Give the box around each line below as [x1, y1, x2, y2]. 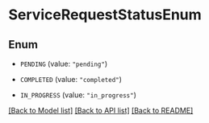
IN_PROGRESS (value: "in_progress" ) [19, 90, 137, 100]
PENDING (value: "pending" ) [19, 59, 107, 68]
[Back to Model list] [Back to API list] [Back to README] [8, 106, 194, 115]
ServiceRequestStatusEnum [8, 6, 202, 24]
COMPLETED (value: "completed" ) [19, 75, 123, 84]
